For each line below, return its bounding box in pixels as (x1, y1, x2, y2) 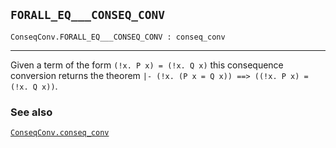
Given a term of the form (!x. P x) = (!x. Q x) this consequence (10, 59, 284, 71)
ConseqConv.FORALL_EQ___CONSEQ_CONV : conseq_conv (10, 32, 226, 42)
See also (10, 105, 53, 119)
